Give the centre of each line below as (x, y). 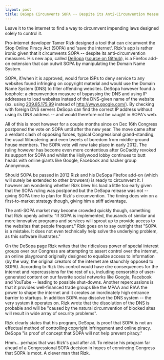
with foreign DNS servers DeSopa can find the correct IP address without (79, 109)
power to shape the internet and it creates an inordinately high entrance (77, 292)
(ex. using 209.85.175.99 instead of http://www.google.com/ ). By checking (80, 104)
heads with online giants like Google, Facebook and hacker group (71, 160)
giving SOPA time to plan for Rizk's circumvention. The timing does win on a (81, 195)
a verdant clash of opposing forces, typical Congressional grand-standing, (80, 134)
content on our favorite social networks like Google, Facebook (89, 277)
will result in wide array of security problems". (51, 313)
